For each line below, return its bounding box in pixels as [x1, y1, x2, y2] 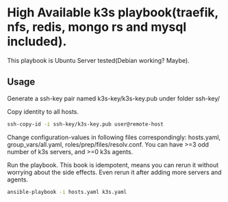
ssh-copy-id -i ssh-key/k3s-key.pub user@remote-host [7, 121, 164, 128]
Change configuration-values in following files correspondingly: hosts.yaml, [7, 133, 221, 141]
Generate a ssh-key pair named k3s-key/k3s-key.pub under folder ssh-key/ [7, 94, 220, 102]
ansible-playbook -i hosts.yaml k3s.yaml [7, 188, 127, 195]
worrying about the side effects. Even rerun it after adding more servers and [7, 168, 222, 176]
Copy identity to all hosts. [7, 107, 79, 115]
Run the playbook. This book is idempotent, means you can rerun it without [7, 160, 219, 169]
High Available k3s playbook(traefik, [7, 5, 219, 20]
